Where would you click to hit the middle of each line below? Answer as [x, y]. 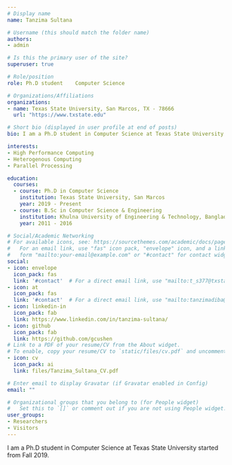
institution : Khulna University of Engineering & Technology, [111, 217]
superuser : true [30, 64]
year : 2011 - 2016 [46, 223]
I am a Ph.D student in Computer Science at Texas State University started [113, 448]
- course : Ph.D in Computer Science [66, 191]
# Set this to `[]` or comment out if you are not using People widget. [117, 409]
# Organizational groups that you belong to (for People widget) [103, 402]
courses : [26, 185]
